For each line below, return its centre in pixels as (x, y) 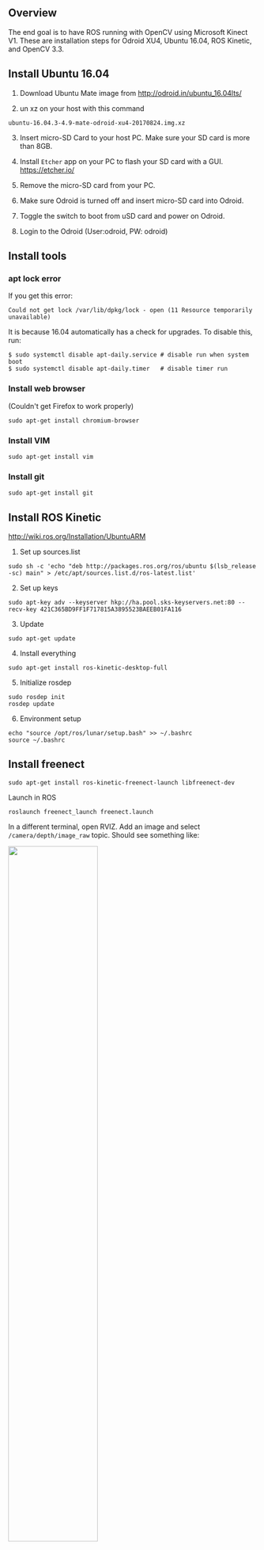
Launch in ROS (32, 797)
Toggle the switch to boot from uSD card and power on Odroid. (122, 216)
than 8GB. (36, 146)
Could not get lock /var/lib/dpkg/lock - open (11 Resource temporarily (130, 311)
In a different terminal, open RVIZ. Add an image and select (104, 827)
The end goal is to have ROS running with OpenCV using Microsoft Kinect (128, 32)
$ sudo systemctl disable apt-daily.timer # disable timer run (118, 369)
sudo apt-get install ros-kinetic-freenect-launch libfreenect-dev (122, 783)
